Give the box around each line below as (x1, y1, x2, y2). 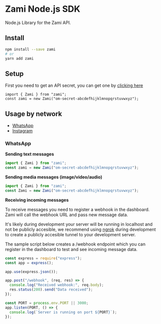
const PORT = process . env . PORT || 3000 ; (5, 300, 89, 305)
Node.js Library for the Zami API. (5, 20, 71, 25)
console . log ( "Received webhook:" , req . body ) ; (9, 283, 104, 288)
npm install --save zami (5, 47, 56, 52)
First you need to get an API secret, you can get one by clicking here (5, 82, 143, 89)
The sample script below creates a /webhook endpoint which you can (5, 241, 146, 247)
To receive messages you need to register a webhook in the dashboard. (5, 206, 150, 212)
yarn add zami (5, 56, 34, 61)
